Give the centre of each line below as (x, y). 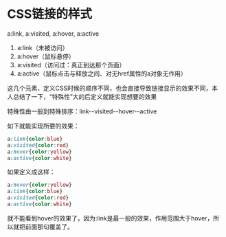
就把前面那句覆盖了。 (43, 227)
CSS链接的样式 (50, 14)
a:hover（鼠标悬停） (46, 56)
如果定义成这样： (31, 172)
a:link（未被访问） (43, 47)
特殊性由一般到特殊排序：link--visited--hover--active (82, 111)
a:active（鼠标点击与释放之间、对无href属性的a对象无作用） (102, 74)
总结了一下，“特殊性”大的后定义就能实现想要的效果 (85, 96)
